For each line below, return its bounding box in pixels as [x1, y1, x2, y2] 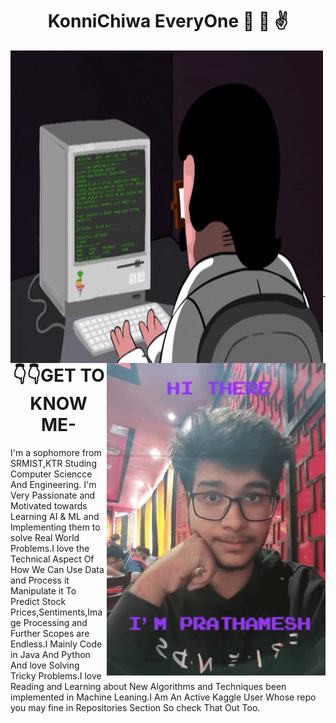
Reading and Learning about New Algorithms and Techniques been [10, 680, 287, 692]
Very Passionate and [10, 489, 96, 501]
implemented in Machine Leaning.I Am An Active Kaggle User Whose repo [10, 691, 317, 703]
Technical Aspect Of [10, 553, 95, 565]
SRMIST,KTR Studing [10, 457, 97, 469]
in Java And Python [10, 648, 91, 660]
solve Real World [10, 531, 80, 543]
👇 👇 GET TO [12, 364, 105, 387]
